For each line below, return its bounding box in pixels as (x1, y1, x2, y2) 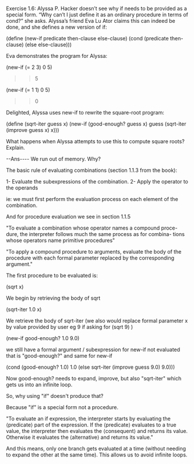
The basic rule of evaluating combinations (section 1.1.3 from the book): (6, 167, 178, 174)
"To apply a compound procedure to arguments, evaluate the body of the (6, 248, 182, 255)
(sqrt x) (6, 283, 24, 290)
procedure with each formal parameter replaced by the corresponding (6, 254, 175, 261)
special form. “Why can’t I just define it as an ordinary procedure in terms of (6, 11, 188, 18)
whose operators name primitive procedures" (6, 237, 115, 244)
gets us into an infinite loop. (6, 381, 73, 388)
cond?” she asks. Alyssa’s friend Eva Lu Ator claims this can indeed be (6, 18, 176, 24)
